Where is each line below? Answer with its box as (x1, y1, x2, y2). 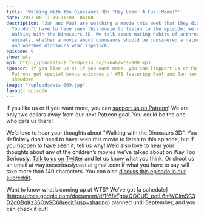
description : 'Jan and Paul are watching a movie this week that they (6, 20, 189, 26)
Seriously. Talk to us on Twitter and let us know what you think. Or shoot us (6, 155, 194, 162)
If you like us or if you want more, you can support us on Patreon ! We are (6, 104, 189, 112)
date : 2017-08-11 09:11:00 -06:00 (6, 15, 94, 21)
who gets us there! (6, 117, 53, 124)
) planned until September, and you (107, 198, 196, 206)
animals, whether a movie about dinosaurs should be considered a (12, 37, 183, 43)
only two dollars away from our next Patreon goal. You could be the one (6, 110, 186, 118)
